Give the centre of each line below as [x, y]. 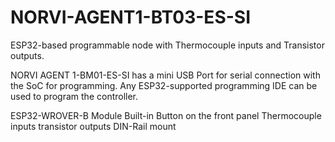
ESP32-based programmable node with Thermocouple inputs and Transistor [167, 45]
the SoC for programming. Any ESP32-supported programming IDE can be [164, 85]
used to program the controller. [74, 96]
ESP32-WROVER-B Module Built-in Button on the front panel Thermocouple [166, 115]
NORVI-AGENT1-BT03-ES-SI [131, 17]
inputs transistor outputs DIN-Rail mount [93, 126]
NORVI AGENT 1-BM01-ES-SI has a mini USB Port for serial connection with [165, 75]
